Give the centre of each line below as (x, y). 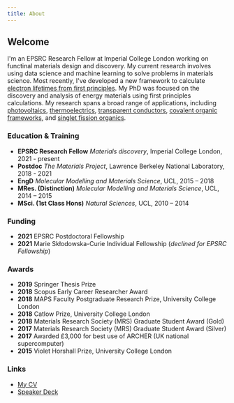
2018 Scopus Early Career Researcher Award (82, 292)
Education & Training (43, 136)
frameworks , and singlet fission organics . (67, 118)
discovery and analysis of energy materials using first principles (99, 96)
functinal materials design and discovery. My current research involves (109, 66)
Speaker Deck (38, 392)
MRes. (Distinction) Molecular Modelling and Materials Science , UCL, (118, 188)
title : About (26, 14)
